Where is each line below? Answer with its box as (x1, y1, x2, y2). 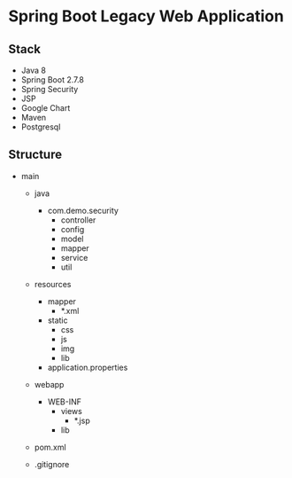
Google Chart (20, 103, 71, 113)
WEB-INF (47, 396, 81, 407)
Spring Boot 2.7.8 (20, 74, 85, 85)
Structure (8, 147, 63, 162)
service (60, 252, 88, 263)
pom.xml (34, 442, 67, 452)
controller (60, 215, 96, 225)
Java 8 (20, 65, 46, 75)
